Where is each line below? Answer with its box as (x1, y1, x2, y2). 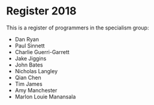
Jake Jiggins (14, 55, 47, 62)
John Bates (14, 61, 43, 68)
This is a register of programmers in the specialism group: (6, 24, 149, 31)
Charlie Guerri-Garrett (14, 48, 70, 55)
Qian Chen (14, 74, 41, 81)
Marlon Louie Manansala (14, 93, 76, 100)
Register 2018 (6, 4, 77, 18)
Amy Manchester (14, 86, 58, 94)
